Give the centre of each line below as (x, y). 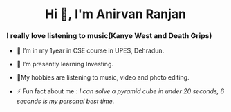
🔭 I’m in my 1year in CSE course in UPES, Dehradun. (90, 50)
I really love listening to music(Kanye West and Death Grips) (109, 36)
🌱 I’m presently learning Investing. (65, 64)
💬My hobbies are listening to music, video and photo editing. (103, 77)
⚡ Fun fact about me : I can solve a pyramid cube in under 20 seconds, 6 (120, 91)
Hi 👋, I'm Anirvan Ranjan (115, 14)
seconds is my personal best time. (65, 101)
